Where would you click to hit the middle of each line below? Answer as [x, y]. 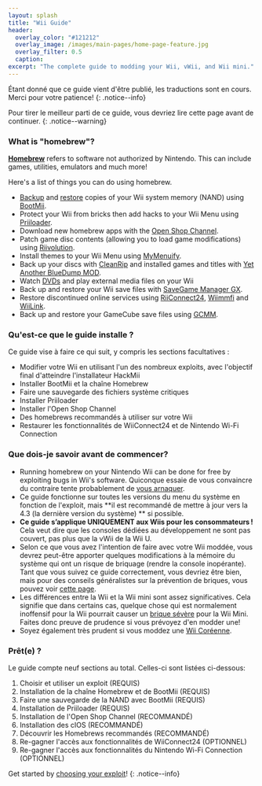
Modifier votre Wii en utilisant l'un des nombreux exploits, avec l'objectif [136, 367]
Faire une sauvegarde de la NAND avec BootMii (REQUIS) [112, 699]
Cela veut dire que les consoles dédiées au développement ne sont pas [135, 530]
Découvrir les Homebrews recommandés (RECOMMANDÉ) [114, 733]
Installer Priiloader [49, 400]
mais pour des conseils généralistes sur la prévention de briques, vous [134, 580]
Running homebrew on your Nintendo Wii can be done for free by [125, 471]
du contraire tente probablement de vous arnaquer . [102, 488]
